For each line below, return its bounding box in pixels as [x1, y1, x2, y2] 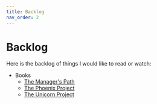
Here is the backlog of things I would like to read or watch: [6, 60, 152, 67]
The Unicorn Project [24, 91, 74, 98]
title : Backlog [6, 8, 45, 15]
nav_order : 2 [6, 14, 39, 20]
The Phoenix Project [24, 85, 75, 92]
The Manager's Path [24, 78, 75, 85]
